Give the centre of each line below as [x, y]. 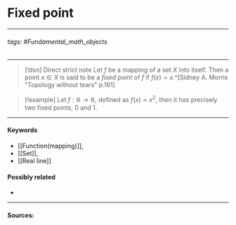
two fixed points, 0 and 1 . [61, 108]
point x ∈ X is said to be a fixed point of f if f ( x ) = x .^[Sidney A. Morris [126, 77]
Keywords [22, 130]
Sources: [21, 215]
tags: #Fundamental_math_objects [57, 41]
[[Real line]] [34, 161]
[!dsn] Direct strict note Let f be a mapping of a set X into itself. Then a [126, 70]
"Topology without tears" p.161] [70, 85]
